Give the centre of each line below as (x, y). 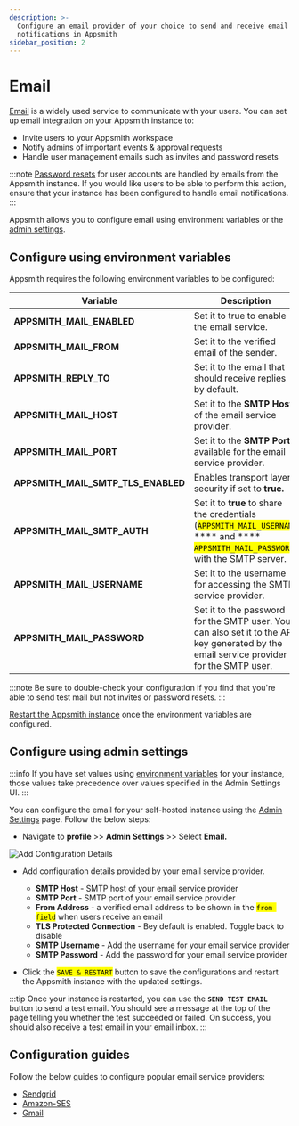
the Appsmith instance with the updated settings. (112, 981)
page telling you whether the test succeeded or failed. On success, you (140, 1017)
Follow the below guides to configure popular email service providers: (137, 1076)
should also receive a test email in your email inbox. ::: (108, 1027)
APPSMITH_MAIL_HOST (66, 415)
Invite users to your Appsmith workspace (97, 138)
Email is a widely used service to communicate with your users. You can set (148, 111)
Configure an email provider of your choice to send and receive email (153, 26)
